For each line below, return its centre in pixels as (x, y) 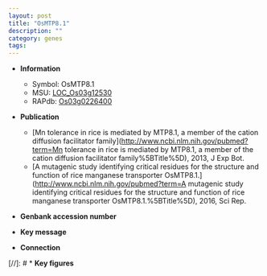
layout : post (30, 16)
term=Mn (47, 150)
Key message (43, 232)
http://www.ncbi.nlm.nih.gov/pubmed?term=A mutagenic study (139, 184)
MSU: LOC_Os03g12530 (72, 93)
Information (40, 68)
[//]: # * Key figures (41, 263)
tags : (17, 46)
